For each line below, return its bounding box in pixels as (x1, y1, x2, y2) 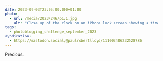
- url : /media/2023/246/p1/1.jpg (9, 16, 77, 21)
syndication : (5, 34, 32, 39)
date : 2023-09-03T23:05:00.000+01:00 (5, 7, 81, 12)
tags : (5, 25, 16, 30)
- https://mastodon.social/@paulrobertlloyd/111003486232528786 (9, 38, 142, 43)
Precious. (5, 51, 24, 57)
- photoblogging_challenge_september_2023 (9, 29, 97, 34)
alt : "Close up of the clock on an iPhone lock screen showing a (14, 20, 149, 25)
